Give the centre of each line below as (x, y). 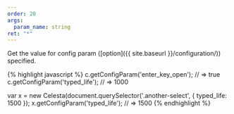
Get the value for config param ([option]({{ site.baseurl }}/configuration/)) (114, 53)
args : (15, 20)
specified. (22, 61)
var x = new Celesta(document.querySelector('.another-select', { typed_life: (117, 96)
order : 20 (22, 14)
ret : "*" (20, 33)
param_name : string (42, 27)
